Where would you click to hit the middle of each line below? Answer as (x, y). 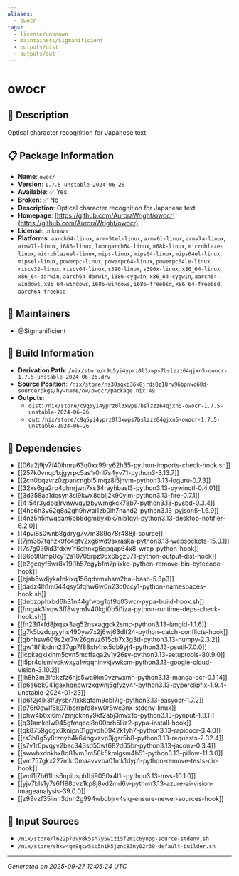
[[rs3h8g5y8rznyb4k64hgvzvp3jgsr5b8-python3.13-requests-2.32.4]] (121, 738)
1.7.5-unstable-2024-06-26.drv (64, 377)
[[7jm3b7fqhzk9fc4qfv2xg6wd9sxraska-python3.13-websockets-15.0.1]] (123, 541)
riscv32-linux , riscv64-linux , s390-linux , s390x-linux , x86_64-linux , (120, 268)
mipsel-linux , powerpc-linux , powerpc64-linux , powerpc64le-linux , (115, 260)
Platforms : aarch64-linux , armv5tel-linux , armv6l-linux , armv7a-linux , (122, 238)
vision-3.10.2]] (38, 670)
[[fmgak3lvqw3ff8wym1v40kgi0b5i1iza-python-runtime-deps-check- (119, 609)
